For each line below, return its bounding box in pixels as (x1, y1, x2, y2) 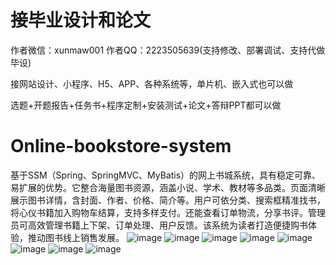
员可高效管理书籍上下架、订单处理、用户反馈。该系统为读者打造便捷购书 (10, 219, 308, 231)
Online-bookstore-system (10, 135, 232, 158)
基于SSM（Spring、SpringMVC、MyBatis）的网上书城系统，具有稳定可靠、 (10, 169, 322, 181)
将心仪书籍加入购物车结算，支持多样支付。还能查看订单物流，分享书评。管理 (10, 206, 326, 218)
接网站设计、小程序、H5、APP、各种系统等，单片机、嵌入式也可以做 (10, 77, 294, 90)
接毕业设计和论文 (10, 9, 152, 32)
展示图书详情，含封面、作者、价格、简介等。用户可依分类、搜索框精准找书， (10, 194, 326, 206)
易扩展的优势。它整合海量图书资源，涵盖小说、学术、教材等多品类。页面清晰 (10, 181, 326, 193)
